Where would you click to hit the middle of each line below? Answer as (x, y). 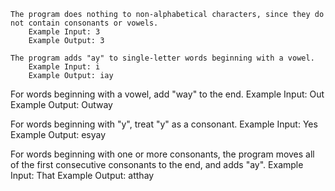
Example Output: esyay (58, 134)
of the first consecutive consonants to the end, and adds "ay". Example (157, 164)
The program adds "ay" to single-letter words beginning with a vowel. (162, 58)
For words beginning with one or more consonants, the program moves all (162, 154)
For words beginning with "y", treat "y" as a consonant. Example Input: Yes (164, 124)
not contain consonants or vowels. (84, 23)
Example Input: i (64, 67)
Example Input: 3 (64, 32)
